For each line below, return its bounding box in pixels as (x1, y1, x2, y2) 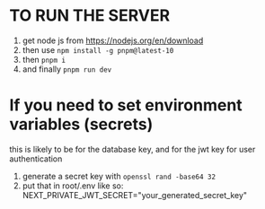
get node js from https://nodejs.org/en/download (22, 35, 204, 46)
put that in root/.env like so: (22, 180, 124, 191)
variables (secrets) (9, 114, 154, 135)
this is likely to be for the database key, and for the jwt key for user (9, 144, 256, 154)
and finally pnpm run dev (22, 64, 112, 74)
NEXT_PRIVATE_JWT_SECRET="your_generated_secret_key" (22, 189, 248, 200)
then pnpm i (22, 54, 66, 65)
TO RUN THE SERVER (9, 5, 171, 26)
